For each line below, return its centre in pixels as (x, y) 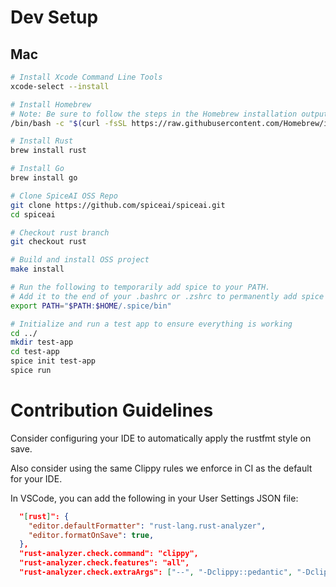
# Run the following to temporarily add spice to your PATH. (140, 287)
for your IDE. (36, 478)
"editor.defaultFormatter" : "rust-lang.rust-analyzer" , (147, 526)
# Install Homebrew (51, 104)
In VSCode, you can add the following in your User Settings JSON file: (154, 498)
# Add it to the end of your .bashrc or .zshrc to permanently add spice (167, 296)
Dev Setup (54, 17)
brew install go (44, 178)
